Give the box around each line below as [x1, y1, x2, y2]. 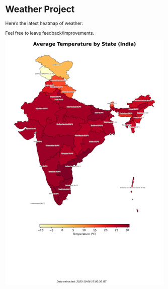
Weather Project [5, 4, 75, 15]
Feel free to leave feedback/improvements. [5, 30, 95, 36]
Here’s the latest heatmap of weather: [5, 20, 83, 26]
